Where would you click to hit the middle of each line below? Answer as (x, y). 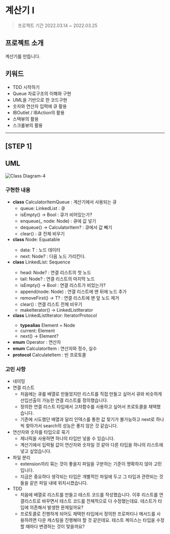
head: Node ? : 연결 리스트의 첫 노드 (56, 273)
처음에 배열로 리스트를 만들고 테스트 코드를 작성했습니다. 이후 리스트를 (89, 495)
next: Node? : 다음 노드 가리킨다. (53, 256)
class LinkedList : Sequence (41, 262)
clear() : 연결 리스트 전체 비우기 (51, 304)
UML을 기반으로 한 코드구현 (40, 100)
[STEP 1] (18, 146)
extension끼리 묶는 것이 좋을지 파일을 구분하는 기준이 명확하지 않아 (86, 464)
